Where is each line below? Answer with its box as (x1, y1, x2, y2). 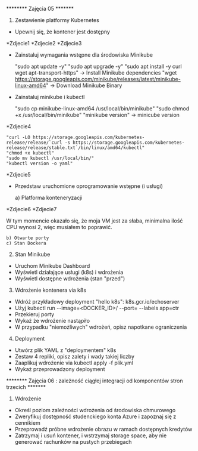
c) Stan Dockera (6, 240, 46, 246)
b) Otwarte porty (6, 235, 49, 241)
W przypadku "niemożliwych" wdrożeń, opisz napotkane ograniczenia (14, 323, 187, 330)
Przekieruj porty (14, 311, 55, 318)
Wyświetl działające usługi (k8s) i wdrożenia (14, 268, 124, 276)
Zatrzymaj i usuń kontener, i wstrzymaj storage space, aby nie (14, 432, 167, 439)
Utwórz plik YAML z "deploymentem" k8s (14, 347, 117, 354)
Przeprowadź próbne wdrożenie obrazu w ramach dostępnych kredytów (14, 426, 193, 433)
